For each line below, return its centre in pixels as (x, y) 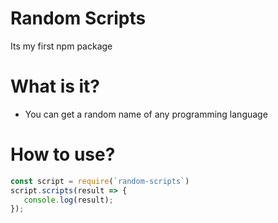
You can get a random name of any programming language (146, 114)
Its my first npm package (61, 46)
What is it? (55, 86)
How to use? (63, 154)
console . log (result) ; (68, 200)
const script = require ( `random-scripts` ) (100, 181)
